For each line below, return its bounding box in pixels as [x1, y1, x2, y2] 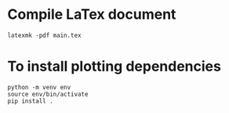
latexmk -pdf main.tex [7, 31, 82, 39]
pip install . [7, 97, 54, 105]
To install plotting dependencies [7, 57, 221, 75]
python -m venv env [7, 83, 71, 91]
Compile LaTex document [7, 5, 176, 24]
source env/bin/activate [7, 90, 89, 98]
